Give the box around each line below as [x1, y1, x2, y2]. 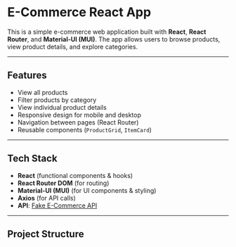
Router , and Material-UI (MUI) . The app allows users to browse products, [7, 34, 221, 43]
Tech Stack [7, 153, 58, 165]
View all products [17, 88, 68, 96]
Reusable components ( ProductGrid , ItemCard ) [17, 125, 152, 134]
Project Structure [7, 228, 84, 240]
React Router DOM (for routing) [17, 179, 110, 187]
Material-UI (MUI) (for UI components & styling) [17, 186, 157, 194]
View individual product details [17, 103, 107, 111]
